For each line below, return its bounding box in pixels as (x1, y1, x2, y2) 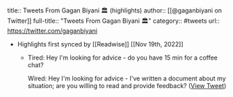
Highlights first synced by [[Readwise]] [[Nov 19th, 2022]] (17, 40, 184, 48)
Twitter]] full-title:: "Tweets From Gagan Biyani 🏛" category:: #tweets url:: (7, 17, 220, 25)
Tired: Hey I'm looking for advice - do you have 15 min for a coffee (27, 53, 218, 62)
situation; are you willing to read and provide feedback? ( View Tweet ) (27, 82, 227, 89)
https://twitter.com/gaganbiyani (7, 27, 97, 35)
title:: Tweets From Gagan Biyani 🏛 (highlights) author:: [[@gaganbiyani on (7, 6, 223, 15)
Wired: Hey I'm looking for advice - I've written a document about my (27, 74, 226, 82)
